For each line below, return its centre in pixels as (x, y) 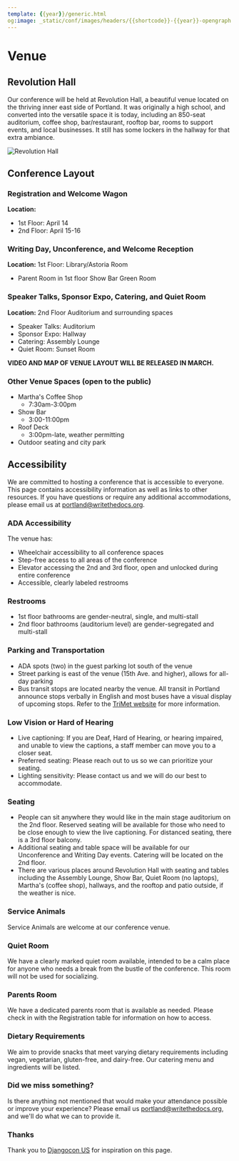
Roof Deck (33, 427)
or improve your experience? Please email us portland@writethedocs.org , (116, 1108)
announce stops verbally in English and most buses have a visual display (124, 696)
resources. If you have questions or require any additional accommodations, (119, 497)
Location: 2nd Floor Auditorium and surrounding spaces (90, 312)
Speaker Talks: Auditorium (56, 326)
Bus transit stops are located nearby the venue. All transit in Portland (118, 688)
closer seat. (35, 753)
